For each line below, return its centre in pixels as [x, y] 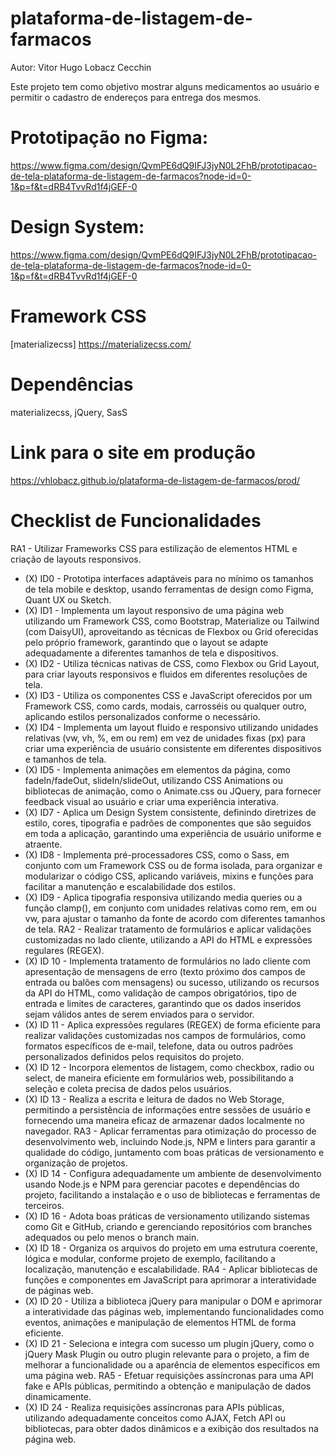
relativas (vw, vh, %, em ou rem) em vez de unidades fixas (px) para [165, 738]
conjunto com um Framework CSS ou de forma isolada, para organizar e [173, 865]
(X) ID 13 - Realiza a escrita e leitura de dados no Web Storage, [154, 1099]
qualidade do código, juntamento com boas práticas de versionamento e [174, 1152]
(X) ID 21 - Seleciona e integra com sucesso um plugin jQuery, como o [169, 1343]
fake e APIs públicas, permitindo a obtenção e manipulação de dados [168, 1386]
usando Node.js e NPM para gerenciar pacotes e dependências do [162, 1184]
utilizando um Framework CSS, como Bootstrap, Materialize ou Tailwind [172, 621]
